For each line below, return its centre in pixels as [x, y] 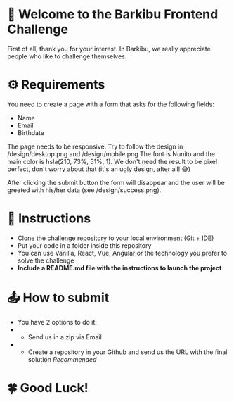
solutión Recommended [62, 359]
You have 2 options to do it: [57, 322]
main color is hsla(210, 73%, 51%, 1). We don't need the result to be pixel [112, 161]
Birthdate [31, 132]
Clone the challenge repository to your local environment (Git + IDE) [116, 238]
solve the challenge [46, 260]
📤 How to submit [58, 298]
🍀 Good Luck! [48, 388]
